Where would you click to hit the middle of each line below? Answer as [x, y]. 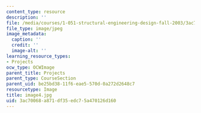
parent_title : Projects [36, 73]
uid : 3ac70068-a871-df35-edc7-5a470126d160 [61, 100]
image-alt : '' [29, 51]
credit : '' [25, 45]
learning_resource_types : [38, 56]
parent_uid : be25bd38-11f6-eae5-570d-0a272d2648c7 [71, 84]
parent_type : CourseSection [41, 78]
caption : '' [27, 39]
